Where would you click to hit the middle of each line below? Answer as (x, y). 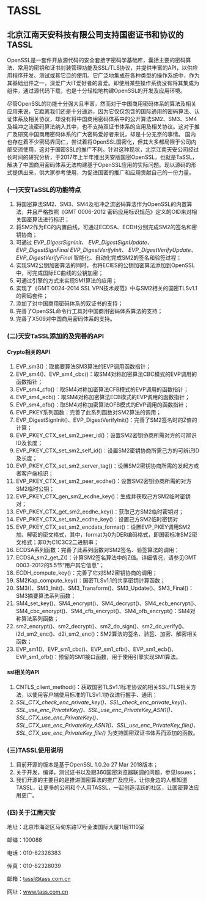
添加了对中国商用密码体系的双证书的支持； (69, 304)
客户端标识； (37, 474)
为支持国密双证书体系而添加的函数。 (153, 733)
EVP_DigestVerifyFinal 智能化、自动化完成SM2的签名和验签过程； (99, 258)
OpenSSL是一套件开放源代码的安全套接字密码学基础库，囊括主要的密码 (96, 60)
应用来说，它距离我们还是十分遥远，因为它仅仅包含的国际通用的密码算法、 (101, 111)
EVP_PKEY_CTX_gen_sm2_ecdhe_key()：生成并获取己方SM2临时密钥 (103, 496)
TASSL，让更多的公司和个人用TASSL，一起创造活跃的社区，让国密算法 (105, 787)
